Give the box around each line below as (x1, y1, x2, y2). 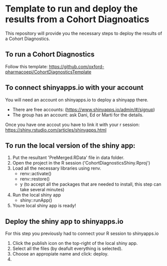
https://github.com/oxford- (49, 63, 104, 69)
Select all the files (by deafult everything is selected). (12, 245, 123, 251)
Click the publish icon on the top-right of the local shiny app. (12, 240, 138, 246)
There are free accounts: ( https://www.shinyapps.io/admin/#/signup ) (12, 106, 155, 112)
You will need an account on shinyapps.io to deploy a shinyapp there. (5, 96, 149, 103)
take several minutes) (20, 187, 65, 193)
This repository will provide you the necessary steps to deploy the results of (5, 30, 162, 36)
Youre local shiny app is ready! (12, 203, 76, 209)
